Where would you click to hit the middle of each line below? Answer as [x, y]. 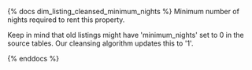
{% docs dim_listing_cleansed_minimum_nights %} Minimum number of [123, 11]
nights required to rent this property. [66, 20]
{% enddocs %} [33, 59]
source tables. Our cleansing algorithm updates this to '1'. [100, 43]
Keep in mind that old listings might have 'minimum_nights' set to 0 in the [126, 35]
